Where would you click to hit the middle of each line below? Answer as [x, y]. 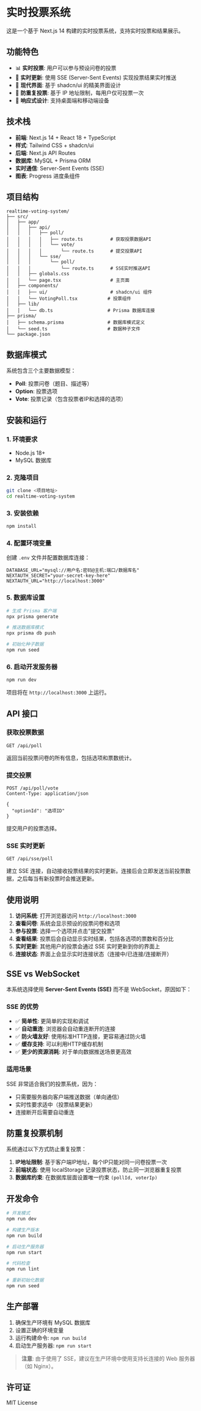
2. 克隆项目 [23, 477]
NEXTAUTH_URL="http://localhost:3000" [56, 581]
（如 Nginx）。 [39, 1366]
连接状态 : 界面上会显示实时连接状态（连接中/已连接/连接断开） [93, 954]
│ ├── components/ [33, 286]
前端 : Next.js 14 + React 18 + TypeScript [65, 137]
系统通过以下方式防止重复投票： [46, 1149]
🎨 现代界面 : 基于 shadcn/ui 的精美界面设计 [68, 85]
